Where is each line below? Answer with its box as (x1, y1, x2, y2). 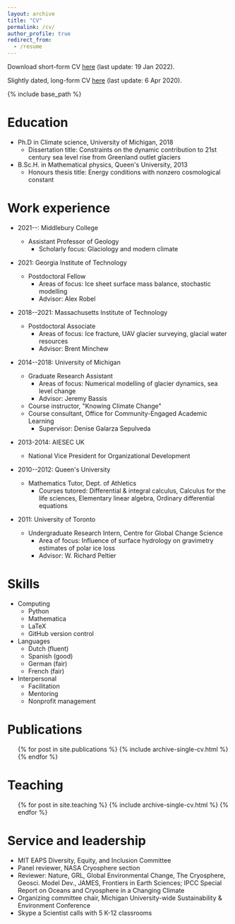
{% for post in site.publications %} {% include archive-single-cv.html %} (17, 745, 229, 753)
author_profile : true (7, 30, 71, 37)
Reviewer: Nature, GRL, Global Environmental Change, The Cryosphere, (17, 871, 226, 880)
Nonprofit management (28, 697, 97, 705)
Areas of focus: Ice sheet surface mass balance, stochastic (38, 280, 212, 288)
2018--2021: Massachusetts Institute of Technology (17, 308, 168, 316)
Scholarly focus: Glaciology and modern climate (38, 244, 179, 253)
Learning (28, 416, 54, 425)
